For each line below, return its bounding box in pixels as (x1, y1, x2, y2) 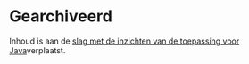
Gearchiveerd (9, 6, 113, 27)
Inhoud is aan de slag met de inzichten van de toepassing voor (9, 36, 240, 46)
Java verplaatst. (9, 44, 66, 55)
